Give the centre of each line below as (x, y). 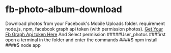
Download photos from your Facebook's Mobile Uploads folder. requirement (85, 23)
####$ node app (23, 45)
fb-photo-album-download (64, 9)
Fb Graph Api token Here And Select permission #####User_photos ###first (85, 34)
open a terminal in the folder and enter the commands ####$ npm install (81, 40)
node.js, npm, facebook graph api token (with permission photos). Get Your (84, 29)
